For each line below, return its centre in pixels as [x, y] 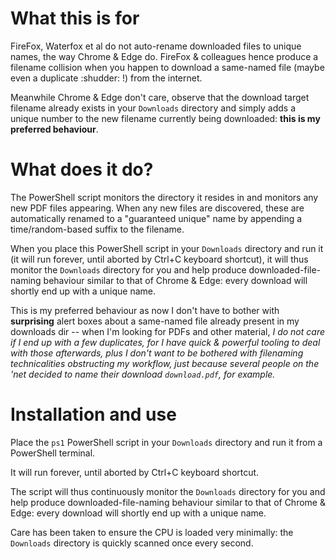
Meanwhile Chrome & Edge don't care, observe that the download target [160, 97]
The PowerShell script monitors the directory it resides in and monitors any [164, 197]
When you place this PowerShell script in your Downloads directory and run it [167, 248]
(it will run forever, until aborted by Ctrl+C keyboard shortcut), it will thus [159, 259]
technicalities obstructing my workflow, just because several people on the [165, 363]
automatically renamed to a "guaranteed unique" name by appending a [156, 218]
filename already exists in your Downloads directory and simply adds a [153, 108]
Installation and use [93, 414]
